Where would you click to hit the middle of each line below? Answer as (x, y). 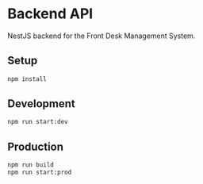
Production (36, 146)
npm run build (31, 165)
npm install (27, 79)
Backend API (50, 14)
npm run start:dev (38, 122)
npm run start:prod (40, 172)
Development (42, 104)
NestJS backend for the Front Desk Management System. (101, 36)
